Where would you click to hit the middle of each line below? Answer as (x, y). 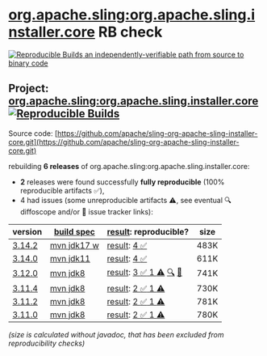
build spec (74, 231)
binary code (28, 63)
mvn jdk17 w (74, 245)
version (27, 231)
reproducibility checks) (47, 343)
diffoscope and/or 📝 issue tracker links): (86, 211)
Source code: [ (33, 133)
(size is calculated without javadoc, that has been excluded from (116, 334)
